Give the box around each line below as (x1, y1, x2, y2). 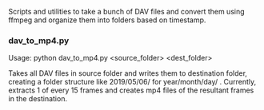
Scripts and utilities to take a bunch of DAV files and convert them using (8, 7, 246, 16)
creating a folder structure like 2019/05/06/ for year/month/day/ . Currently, (8, 77, 257, 87)
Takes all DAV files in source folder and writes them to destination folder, (8, 69, 248, 78)
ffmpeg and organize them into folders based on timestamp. (8, 15, 206, 25)
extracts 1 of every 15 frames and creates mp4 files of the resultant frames (8, 85, 254, 95)
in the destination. (8, 94, 68, 104)
